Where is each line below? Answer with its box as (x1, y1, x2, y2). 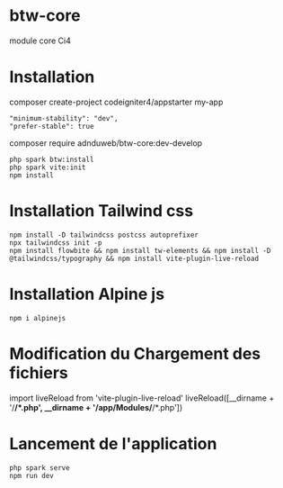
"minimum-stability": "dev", (9, 113, 119, 122)
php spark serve (9, 463, 70, 473)
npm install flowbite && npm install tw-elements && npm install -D (9, 246, 271, 255)
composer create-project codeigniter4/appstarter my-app (9, 96, 224, 107)
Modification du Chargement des (9, 343, 261, 364)
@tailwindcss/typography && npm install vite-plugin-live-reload (9, 254, 259, 263)
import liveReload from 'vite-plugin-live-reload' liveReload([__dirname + (9, 393, 275, 403)
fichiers (9, 362, 69, 383)
